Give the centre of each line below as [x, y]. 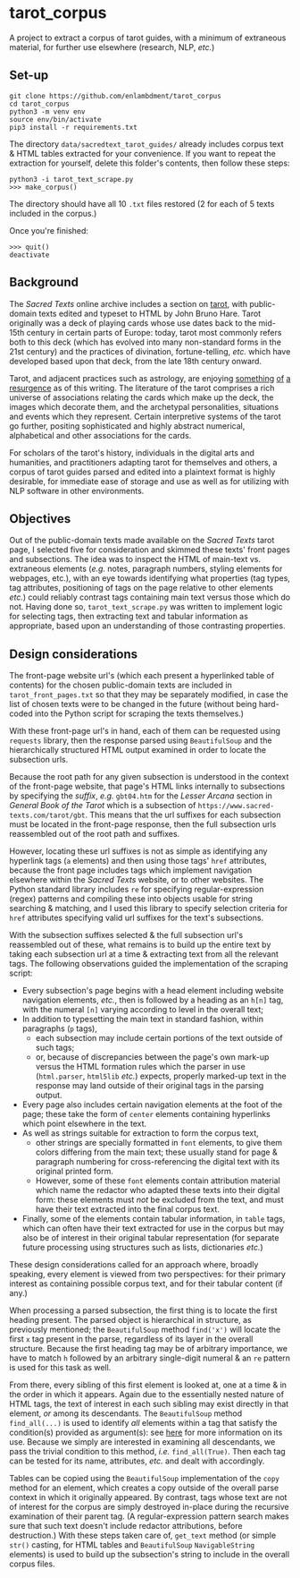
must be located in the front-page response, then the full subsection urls [143, 824]
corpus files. [32, 1564]
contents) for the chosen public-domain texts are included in [121, 685]
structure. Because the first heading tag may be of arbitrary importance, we [149, 1349]
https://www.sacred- [236, 806]
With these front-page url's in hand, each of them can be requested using [145, 731]
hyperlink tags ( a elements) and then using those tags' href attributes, [138, 861]
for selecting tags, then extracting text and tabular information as [129, 617]
